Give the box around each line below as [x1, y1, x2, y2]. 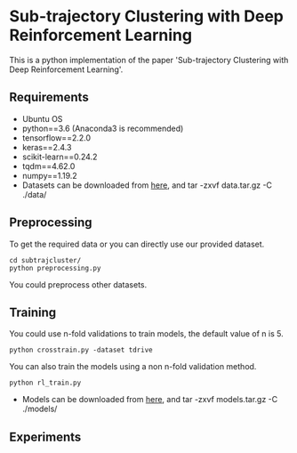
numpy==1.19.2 [21, 170, 77, 181]
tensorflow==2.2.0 [21, 132, 92, 143]
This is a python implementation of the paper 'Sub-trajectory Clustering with [9, 54, 289, 65]
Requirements [9, 90, 89, 105]
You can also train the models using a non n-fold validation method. [9, 361, 257, 372]
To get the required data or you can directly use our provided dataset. [9, 239, 265, 249]
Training [9, 304, 57, 320]
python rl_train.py [9, 378, 82, 388]
